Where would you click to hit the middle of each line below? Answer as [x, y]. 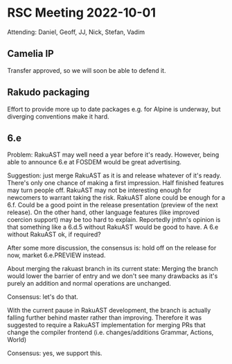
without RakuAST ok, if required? [54, 234]
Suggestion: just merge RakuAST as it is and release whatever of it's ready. [114, 175]
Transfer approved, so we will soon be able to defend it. [87, 70]
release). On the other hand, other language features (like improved [103, 212]
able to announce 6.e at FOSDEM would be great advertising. [95, 162]
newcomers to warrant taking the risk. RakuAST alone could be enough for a [116, 198]
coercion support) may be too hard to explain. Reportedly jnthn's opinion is [114, 220]
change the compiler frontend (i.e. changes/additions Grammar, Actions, [110, 332]
